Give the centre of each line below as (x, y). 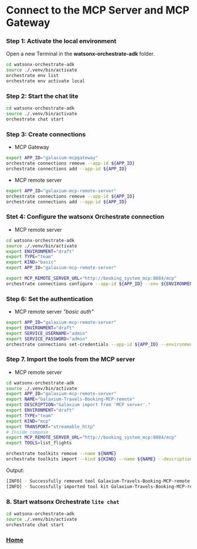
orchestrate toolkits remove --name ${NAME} (61, 454)
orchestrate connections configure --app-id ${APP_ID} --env (82, 284)
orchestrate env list (33, 76)
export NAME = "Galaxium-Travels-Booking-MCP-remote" (70, 399)
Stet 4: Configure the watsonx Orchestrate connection (85, 217)
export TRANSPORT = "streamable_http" (51, 427)
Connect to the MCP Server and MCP (98, 10)
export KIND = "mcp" (28, 421)
